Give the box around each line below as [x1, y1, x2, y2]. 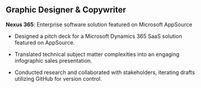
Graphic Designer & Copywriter [5, 5, 126, 15]
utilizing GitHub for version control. [14, 75, 103, 82]
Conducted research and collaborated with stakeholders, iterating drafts [14, 69, 196, 76]
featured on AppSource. [14, 39, 75, 46]
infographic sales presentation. [14, 57, 92, 64]
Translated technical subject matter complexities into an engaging [14, 51, 180, 58]
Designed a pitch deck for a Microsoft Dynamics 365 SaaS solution [14, 33, 183, 40]
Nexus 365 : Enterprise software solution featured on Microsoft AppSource [5, 20, 192, 28]
